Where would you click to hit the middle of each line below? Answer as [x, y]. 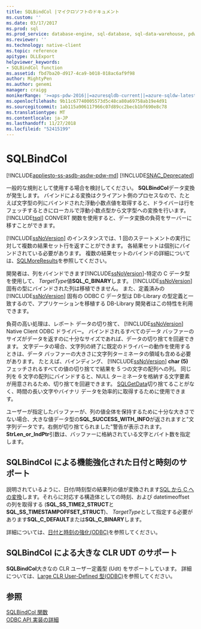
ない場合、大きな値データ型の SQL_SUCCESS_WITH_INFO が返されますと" [98, 419]
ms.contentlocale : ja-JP [37, 118]
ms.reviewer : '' [26, 40]
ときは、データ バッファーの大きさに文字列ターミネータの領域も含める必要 [99, 354]
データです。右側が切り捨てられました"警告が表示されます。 [91, 427]
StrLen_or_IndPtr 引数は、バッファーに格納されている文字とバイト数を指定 [98, 434]
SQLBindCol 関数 [27, 612]
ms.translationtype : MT [36, 112]
